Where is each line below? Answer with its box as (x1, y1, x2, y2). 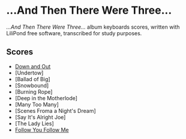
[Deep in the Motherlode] (14, 94, 78, 101)
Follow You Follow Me (14, 126, 69, 133)
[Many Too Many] (14, 101, 59, 108)
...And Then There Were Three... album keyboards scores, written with (6, 23, 180, 30)
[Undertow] (14, 69, 44, 76)
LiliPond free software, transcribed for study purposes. (6, 29, 142, 36)
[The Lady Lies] (14, 120, 54, 127)
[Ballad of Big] (14, 75, 50, 82)
